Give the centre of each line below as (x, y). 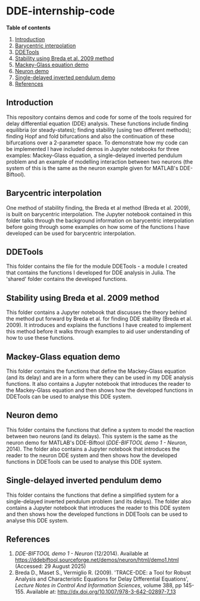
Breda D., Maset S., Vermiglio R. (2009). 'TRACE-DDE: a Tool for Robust (103, 573)
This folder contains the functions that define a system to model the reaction (100, 430)
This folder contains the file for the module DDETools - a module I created (97, 266)
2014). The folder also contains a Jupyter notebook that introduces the (93, 449)
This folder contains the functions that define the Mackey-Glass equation (96, 371)
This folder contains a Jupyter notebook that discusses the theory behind (96, 312)
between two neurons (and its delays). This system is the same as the (92, 436)
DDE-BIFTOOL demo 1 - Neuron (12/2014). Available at (81, 554)
